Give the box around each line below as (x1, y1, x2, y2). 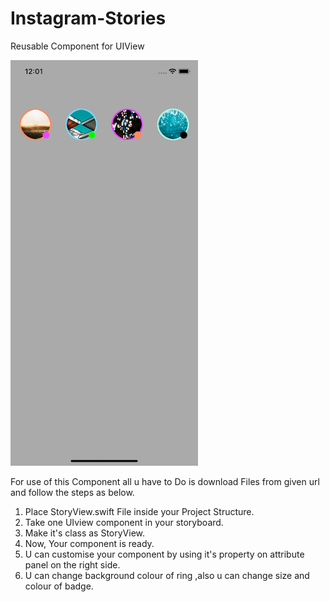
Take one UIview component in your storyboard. (24, 516, 224, 528)
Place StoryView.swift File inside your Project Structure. (24, 505, 255, 517)
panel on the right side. (24, 558, 121, 571)
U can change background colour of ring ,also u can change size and (24, 569, 310, 581)
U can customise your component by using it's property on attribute (24, 548, 305, 560)
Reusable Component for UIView (10, 40, 145, 52)
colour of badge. (24, 580, 94, 592)
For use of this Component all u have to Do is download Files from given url (10, 475, 320, 487)
